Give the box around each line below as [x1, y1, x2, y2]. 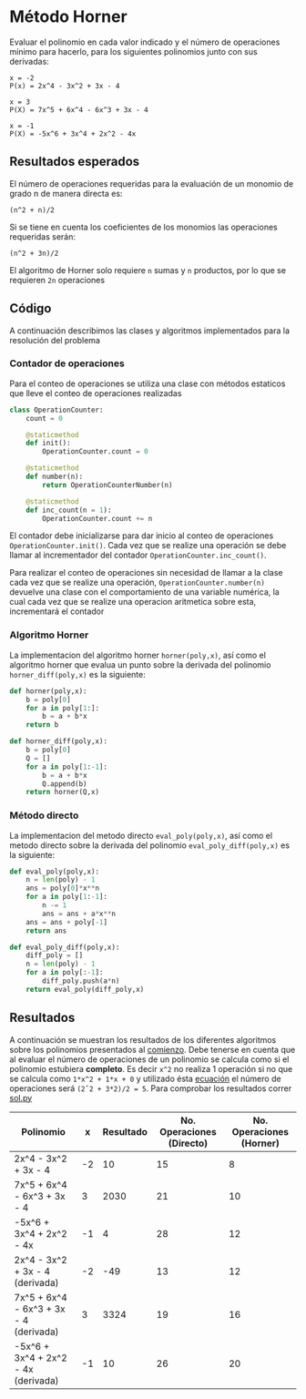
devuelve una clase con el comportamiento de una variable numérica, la [9, 587, 280, 597]
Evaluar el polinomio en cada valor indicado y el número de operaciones [9, 36, 280, 47]
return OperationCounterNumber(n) [42, 480, 173, 489]
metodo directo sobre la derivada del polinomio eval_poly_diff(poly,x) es [9, 840, 290, 851]
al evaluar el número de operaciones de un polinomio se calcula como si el [9, 1054, 290, 1065]
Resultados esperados [9, 154, 140, 169]
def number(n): [25, 472, 84, 482]
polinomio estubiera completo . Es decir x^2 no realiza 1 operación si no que [9, 1063, 293, 1074]
